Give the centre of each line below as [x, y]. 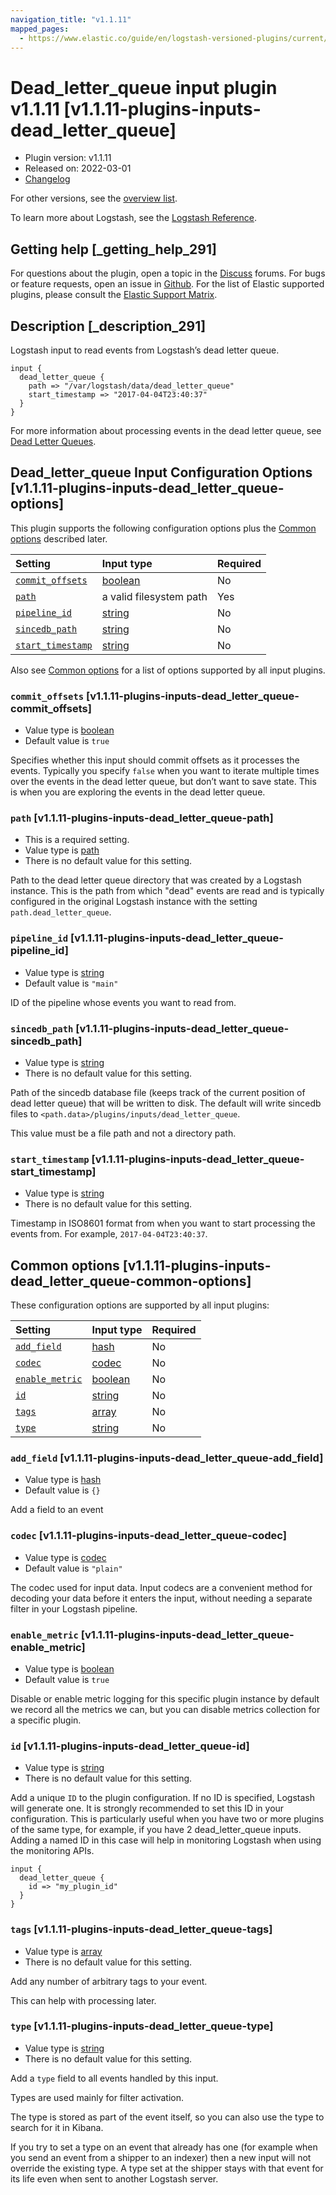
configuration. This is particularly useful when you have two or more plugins [167, 1819]
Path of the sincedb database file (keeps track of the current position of [158, 1092]
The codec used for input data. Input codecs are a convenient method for [161, 1587]
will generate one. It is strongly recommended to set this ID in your [147, 1808]
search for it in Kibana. [57, 2127]
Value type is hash [63, 1480]
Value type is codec [65, 1557]
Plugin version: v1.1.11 [68, 158]
